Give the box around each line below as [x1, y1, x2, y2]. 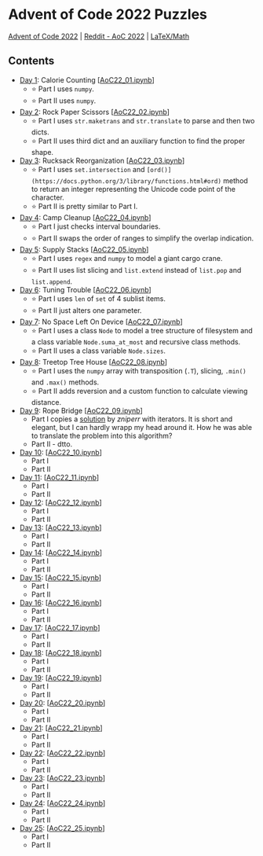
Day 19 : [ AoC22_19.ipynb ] [19, 673, 102, 682]
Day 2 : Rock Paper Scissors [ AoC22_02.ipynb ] [19, 107, 170, 116]
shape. [31, 147, 53, 156]
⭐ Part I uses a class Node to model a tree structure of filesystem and [31, 325, 253, 335]
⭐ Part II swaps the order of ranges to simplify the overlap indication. [31, 233, 254, 243]
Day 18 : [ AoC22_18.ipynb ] [19, 648, 102, 657]
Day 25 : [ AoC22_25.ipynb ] [19, 823, 105, 832]
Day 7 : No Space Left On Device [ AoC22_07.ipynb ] [19, 317, 183, 326]
